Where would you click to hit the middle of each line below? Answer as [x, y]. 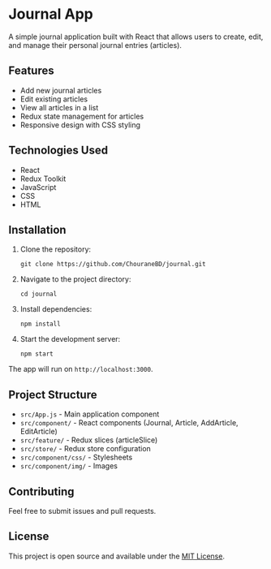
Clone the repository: [56, 249]
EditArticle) [39, 432]
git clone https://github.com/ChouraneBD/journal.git [113, 265]
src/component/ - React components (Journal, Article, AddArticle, [129, 423]
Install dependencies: [56, 309]
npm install [40, 324]
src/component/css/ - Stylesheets [76, 457]
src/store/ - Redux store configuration [86, 449]
